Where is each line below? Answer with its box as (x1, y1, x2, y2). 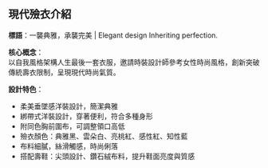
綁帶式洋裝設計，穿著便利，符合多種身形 (19, 111, 153, 121)
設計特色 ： (8, 84, 44, 94)
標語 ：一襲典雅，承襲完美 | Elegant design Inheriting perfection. (8, 30, 218, 40)
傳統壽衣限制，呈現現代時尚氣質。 (8, 67, 120, 77)
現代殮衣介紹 (8, 7, 72, 22)
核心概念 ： (8, 47, 44, 57)
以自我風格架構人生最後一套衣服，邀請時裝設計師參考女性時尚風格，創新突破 (8, 57, 260, 66)
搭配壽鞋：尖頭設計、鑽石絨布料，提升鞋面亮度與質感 (19, 151, 195, 161)
